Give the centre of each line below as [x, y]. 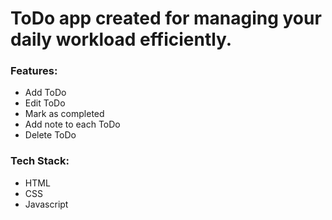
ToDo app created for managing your [166, 18]
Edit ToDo [45, 103]
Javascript [46, 204]
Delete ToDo [50, 135]
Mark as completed [64, 114]
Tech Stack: [40, 161]
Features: [34, 71]
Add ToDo [45, 93]
